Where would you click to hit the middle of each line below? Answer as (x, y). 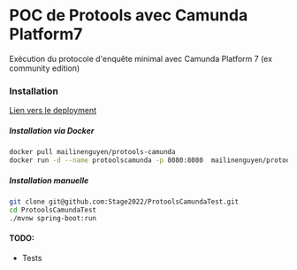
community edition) (45, 68)
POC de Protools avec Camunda (129, 15)
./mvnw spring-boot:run (53, 218)
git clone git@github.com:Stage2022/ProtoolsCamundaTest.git (124, 201)
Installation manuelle (49, 180)
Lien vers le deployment (53, 111)
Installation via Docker (52, 130)
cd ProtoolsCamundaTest (53, 210)
